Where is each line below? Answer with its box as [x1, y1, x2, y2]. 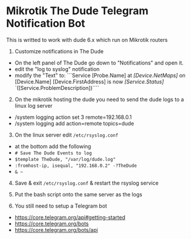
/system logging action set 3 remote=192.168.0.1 [14, 114, 132, 121]
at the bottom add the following [14, 143, 92, 150]
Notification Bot [6, 17, 86, 30]
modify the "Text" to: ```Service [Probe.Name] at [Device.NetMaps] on [14, 72, 186, 79]
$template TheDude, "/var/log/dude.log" [14, 156, 116, 162]
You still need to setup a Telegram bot [14, 202, 108, 209]
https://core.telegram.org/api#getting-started [14, 214, 126, 221]
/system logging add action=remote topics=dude [14, 119, 134, 127]
